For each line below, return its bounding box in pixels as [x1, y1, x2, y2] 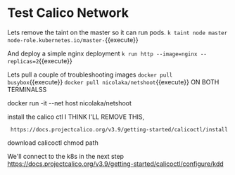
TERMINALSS [7, 85, 47, 93]
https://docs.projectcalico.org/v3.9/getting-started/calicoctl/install [10, 126, 229, 133]
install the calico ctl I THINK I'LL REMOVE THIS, [7, 112, 145, 121]
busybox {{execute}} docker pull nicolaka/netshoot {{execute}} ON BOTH [7, 77, 220, 86]
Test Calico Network [7, 5, 129, 21]
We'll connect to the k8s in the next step [7, 152, 125, 160]
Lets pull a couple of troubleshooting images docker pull [7, 70, 173, 79]
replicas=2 [7, 58, 39, 65]
